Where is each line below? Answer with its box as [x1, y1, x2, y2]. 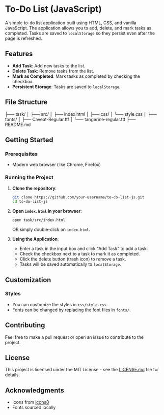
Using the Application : [12, 236, 59, 242]
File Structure [5, 98, 48, 106]
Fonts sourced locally [12, 405, 56, 411]
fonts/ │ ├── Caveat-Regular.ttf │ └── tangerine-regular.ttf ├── [5, 116, 136, 122]
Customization [5, 276, 52, 284]
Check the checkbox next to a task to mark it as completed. [19, 251, 140, 257]
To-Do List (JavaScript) [5, 3, 102, 15]
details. [5, 372, 20, 378]
